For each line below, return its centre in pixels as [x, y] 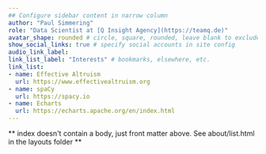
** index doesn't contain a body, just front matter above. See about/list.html [131, 133]
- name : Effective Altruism [55, 74]
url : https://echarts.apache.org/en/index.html [95, 111]
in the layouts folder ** [45, 142]
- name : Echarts [35, 103]
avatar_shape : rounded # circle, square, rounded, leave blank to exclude [134, 38]
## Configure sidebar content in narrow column [88, 15]
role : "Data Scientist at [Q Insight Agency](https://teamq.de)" [118, 30]
